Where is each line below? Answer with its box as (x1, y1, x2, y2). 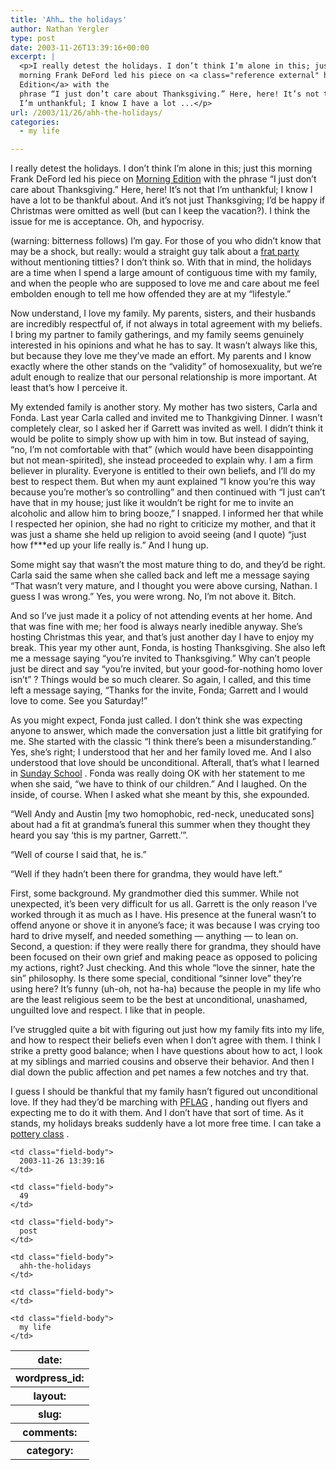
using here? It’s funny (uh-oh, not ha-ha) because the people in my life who (10, 983, 322, 995)
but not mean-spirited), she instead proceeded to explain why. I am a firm (10, 454, 313, 466)
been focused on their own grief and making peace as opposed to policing (10, 951, 318, 963)
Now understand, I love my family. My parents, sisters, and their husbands (10, 307, 317, 320)
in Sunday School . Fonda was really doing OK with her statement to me (10, 767, 306, 780)
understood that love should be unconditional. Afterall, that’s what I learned (10, 757, 320, 769)
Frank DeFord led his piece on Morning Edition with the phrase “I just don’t (10, 173, 317, 185)
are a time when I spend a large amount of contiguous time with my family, (10, 267, 318, 279)
